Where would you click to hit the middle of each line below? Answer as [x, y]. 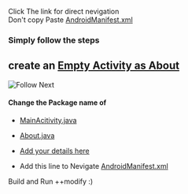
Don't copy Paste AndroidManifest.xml [71, 20]
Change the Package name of [57, 103]
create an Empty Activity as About [94, 66]
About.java [37, 135]
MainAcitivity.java [48, 120]
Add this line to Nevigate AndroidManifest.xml [94, 166]
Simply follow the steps [54, 40]
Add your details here [55, 151]
